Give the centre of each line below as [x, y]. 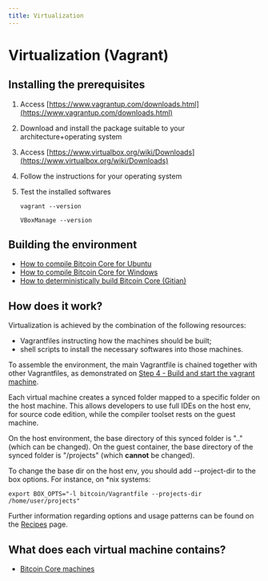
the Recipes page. [38, 524]
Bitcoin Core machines [57, 569]
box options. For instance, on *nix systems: [80, 479]
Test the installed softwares [65, 191]
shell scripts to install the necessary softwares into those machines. [132, 350]
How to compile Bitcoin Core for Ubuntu [86, 264]
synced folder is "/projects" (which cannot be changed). [102, 455]
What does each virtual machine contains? [117, 549]
